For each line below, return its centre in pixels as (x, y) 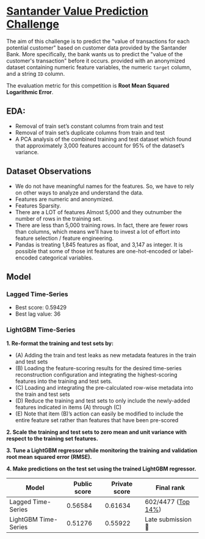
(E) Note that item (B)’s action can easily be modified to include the (99, 414)
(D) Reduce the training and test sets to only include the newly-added (103, 400)
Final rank (170, 488)
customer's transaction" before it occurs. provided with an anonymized (96, 61)
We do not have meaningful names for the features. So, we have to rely (104, 186)
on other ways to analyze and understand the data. (79, 192)
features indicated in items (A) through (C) (68, 407)
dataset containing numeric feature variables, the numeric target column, (99, 67)
